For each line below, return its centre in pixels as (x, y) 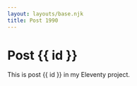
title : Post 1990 (33, 20)
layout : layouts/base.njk (45, 14)
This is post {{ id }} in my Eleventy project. (69, 75)
